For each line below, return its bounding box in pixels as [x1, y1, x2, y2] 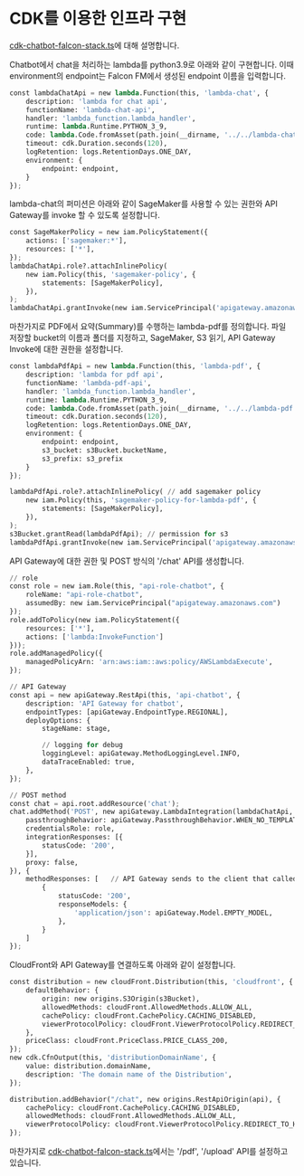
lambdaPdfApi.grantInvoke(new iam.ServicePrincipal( [9, 537, 213, 547]
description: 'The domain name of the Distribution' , [25, 1069, 233, 1079]
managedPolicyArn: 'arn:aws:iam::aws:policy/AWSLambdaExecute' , [25, 658, 273, 667]
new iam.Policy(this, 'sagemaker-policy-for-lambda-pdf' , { [25, 496, 257, 505]
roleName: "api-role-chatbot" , [25, 590, 144, 600]
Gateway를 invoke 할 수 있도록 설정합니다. [9, 210, 161, 221]
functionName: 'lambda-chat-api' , [25, 105, 156, 114]
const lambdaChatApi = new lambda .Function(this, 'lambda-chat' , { [9, 88, 270, 98]
